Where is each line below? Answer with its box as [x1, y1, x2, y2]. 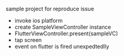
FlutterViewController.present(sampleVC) [14, 30, 119, 37]
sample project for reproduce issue [5, 5, 94, 12]
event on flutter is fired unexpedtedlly [14, 43, 109, 50]
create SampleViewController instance [14, 24, 111, 30]
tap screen [14, 37, 42, 43]
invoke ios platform [14, 17, 63, 24]
